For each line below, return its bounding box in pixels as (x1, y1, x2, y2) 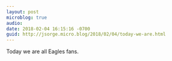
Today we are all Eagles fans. (6, 48, 79, 55)
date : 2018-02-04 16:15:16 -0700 (6, 25, 91, 32)
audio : (6, 20, 23, 26)
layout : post (6, 8, 39, 15)
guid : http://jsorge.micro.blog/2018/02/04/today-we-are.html (6, 31, 166, 37)
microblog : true (6, 14, 47, 21)
